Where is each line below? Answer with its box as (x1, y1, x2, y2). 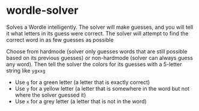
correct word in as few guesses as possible (6, 36, 114, 43)
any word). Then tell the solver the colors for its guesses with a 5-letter (6, 61, 182, 68)
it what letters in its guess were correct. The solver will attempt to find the (6, 29, 189, 37)
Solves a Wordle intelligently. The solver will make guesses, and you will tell (6, 23, 194, 31)
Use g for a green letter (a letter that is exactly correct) (14, 79, 150, 86)
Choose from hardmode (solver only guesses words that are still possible (6, 47, 188, 55)
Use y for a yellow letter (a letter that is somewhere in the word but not (14, 85, 190, 92)
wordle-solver (6, 4, 79, 17)
